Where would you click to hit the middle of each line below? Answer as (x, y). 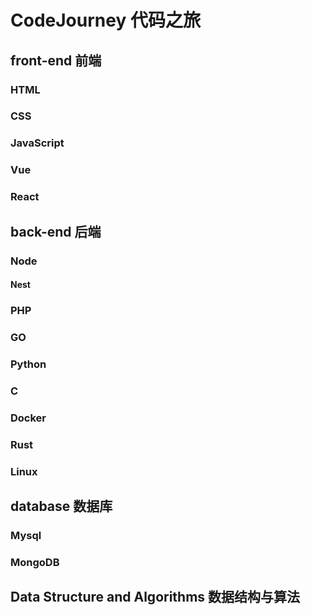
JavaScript (37, 143)
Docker (28, 418)
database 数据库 (61, 506)
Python (28, 364)
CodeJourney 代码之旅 (105, 20)
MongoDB (35, 562)
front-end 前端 (56, 60)
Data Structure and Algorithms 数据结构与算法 (155, 597)
